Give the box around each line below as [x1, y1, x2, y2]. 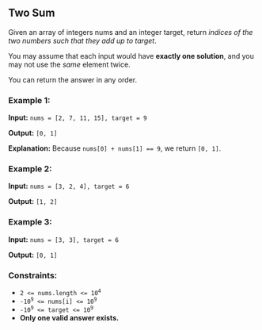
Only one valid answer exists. [19, 313, 120, 322]
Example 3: [8, 217, 53, 228]
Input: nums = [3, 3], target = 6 [8, 234, 119, 244]
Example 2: [8, 163, 52, 175]
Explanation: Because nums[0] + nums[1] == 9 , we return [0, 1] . [8, 144, 222, 153]
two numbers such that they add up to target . [8, 36, 157, 45]
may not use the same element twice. [8, 59, 131, 69]
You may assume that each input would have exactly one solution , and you [8, 51, 255, 60]
